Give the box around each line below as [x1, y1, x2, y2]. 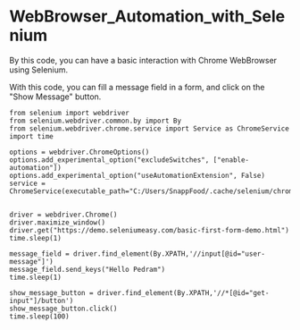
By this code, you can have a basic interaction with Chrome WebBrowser [9, 55, 278, 65]
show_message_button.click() [9, 304, 118, 313]
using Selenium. [9, 64, 69, 75]
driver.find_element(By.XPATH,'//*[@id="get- [96, 288, 270, 297]
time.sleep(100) [9, 311, 70, 321]
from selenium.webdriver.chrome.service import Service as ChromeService [9, 123, 290, 133]
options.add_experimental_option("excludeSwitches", [9, 155, 210, 165]
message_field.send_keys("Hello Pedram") [9, 265, 166, 274]
